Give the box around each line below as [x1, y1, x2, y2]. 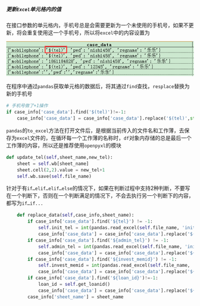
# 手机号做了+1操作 [6, 103, 48, 109]
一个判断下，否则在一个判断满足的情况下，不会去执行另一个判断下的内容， [11, 192, 194, 199]
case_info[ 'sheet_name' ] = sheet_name [27, 293, 124, 300]
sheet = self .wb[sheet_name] [17, 161, 89, 167]
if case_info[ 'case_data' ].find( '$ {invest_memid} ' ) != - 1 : [27, 256, 177, 262]
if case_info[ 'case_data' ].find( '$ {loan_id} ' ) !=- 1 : [27, 275, 159, 281]
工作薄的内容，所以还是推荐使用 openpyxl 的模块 [6, 142, 122, 149]
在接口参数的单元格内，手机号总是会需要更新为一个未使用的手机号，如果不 [6, 21, 189, 29]
